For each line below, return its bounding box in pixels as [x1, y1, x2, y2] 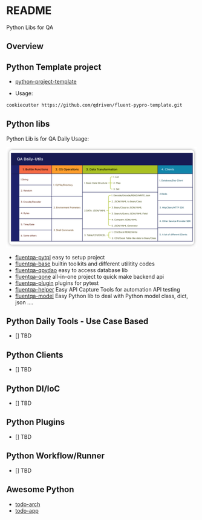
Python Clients [6, 350, 64, 360]
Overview [6, 41, 44, 52]
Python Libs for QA [6, 24, 53, 31]
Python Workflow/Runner [6, 451, 105, 461]
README [6, 4, 52, 18]
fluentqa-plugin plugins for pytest [15, 279, 99, 287]
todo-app [15, 507, 39, 514]
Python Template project [6, 62, 102, 72]
